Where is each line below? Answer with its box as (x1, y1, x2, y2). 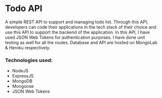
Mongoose (12, 83, 34, 89)
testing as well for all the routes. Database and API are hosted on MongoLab (5, 39, 158, 45)
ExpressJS (12, 73, 34, 79)
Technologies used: (5, 57, 53, 64)
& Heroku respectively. (5, 45, 51, 50)
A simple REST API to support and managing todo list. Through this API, (5, 19, 148, 25)
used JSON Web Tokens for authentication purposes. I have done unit (5, 34, 145, 40)
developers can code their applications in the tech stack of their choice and (5, 24, 157, 30)
